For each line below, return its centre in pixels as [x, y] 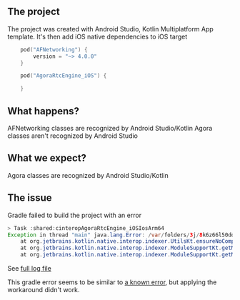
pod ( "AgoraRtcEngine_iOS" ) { [64, 76]
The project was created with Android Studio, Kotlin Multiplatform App [111, 29]
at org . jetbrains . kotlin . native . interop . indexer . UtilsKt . [108, 241]
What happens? [44, 111]
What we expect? [47, 158]
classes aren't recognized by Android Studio [72, 136]
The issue [30, 198]
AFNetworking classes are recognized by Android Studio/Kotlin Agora [110, 128]
